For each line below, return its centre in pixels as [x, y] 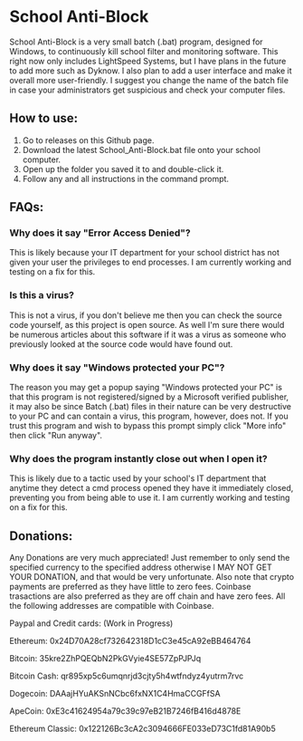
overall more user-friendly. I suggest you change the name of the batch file [149, 80]
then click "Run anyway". [56, 436]
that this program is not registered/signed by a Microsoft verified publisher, [149, 397]
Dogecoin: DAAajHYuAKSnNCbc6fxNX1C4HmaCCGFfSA [115, 694]
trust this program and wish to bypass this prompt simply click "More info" [148, 426]
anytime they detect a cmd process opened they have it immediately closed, [151, 488]
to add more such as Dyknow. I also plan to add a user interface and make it [151, 71]
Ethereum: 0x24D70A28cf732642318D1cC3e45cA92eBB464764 [130, 641]
